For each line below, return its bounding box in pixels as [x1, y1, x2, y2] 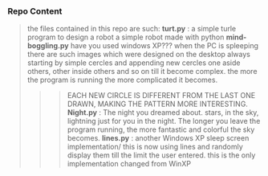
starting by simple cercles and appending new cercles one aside [26, 58, 241, 68]
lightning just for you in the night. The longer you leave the [67, 117, 261, 126]
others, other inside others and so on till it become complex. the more [26, 67, 258, 76]
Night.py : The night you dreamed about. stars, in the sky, [67, 108, 259, 117]
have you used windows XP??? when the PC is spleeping [70, 41, 258, 51]
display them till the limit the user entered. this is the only [67, 150, 256, 160]
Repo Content [7, 6, 63, 17]
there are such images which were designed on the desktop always [26, 50, 250, 59]
